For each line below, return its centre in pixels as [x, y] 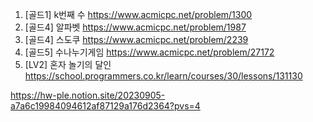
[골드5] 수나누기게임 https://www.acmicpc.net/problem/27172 [149, 52]
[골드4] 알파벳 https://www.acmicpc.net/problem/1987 [135, 27]
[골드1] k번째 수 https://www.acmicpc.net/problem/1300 [138, 14]
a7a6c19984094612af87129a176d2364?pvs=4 [105, 106]
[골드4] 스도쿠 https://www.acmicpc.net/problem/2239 [136, 39]
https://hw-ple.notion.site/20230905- [88, 95]
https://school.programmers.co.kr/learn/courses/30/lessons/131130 [163, 76]
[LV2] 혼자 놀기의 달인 [68, 64]
